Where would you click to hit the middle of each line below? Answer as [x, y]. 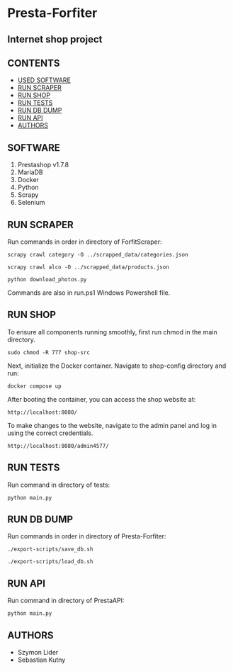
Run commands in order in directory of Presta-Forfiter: [87, 536]
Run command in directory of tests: [59, 485]
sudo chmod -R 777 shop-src [49, 352]
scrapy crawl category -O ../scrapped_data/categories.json [98, 255]
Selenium [31, 203]
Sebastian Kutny [41, 660]
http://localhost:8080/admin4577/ [58, 446]
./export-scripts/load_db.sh [50, 562]
